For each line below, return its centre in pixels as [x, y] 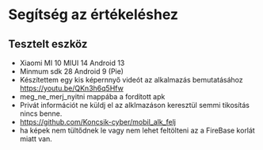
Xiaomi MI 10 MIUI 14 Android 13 [72, 63]
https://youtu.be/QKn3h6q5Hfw [72, 88]
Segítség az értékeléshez [93, 15]
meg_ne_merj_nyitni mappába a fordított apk [92, 96]
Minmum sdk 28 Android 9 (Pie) [72, 71]
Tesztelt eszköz [48, 44]
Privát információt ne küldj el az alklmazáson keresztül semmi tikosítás [134, 105]
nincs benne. [41, 113]
